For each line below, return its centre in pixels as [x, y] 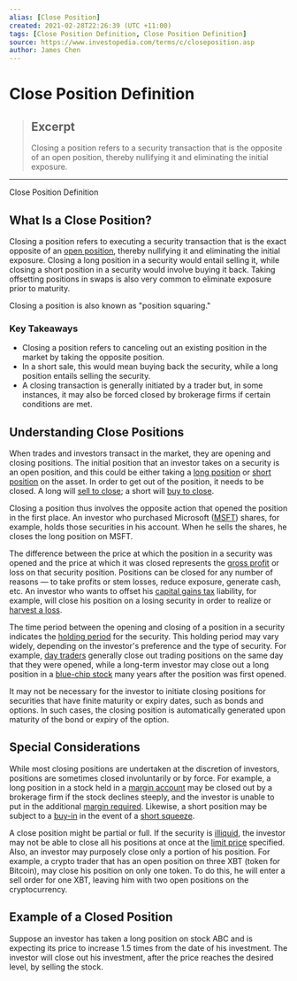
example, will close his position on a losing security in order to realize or [140, 601]
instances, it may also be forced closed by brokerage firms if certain [146, 395]
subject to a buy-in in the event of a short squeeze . [102, 815]
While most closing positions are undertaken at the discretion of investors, [145, 769]
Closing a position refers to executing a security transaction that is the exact [148, 241]
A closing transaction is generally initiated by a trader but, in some [142, 385]
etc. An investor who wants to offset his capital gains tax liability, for [133, 591]
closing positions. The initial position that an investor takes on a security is [145, 463]
